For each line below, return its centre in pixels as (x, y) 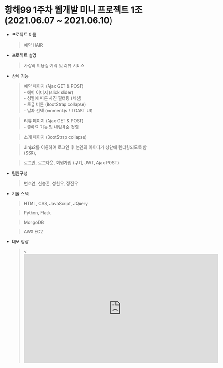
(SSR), (30, 153)
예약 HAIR (33, 45)
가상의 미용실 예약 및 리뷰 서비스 (54, 65)
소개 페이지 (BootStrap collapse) (55, 137)
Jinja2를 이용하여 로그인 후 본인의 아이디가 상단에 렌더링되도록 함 (85, 147)
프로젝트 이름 (24, 34)
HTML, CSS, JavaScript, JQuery (56, 203)
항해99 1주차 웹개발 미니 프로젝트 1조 (73, 10)
